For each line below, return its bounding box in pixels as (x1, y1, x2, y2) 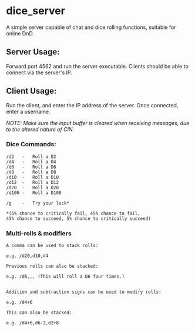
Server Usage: (6, 47, 60, 57)
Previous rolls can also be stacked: (6, 264, 99, 269)
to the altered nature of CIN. (6, 126, 75, 133)
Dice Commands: (6, 140, 57, 149)
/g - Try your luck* (6, 200, 69, 206)
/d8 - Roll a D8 (6, 169, 57, 175)
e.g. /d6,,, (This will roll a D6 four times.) (6, 274, 125, 280)
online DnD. (6, 29, 34, 37)
